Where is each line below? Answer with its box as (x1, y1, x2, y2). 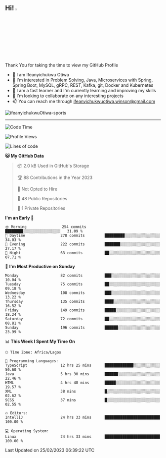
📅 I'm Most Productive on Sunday (5, 263, 75, 269)
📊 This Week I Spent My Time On (5, 338, 75, 344)
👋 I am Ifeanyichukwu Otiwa (12, 71, 69, 77)
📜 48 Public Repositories (17, 195, 68, 201)
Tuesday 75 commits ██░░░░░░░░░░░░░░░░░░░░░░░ (5, 282, 161, 286)
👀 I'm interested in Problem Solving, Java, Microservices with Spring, (12, 77, 153, 83)
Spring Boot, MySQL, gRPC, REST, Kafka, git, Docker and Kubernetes (12, 82, 154, 88)
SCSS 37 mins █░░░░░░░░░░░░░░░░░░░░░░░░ (5, 398, 161, 402)
